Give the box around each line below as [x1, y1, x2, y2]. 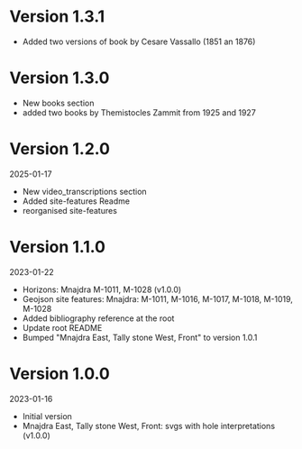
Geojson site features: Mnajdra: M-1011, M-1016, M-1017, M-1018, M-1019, [22, 293, 293, 304]
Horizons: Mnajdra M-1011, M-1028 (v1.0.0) [22, 284, 182, 295]
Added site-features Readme [22, 196, 131, 206]
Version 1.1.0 [9, 237, 106, 257]
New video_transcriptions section [22, 186, 147, 197]
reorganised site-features [22, 205, 117, 215]
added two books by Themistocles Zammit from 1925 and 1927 [22, 106, 257, 118]
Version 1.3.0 [9, 68, 110, 88]
